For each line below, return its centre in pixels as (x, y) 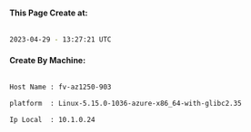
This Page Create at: (49, 13)
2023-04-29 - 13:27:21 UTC (60, 40)
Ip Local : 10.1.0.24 (52, 120)
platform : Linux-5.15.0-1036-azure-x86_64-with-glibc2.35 (126, 104)
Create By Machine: (48, 60)
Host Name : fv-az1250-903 (60, 87)
